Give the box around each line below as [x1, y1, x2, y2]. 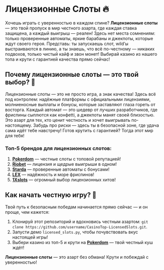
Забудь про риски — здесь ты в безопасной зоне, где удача [33, 122, 159, 128]
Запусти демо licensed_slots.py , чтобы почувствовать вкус [12, 229, 139, 235]
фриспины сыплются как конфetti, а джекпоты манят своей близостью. [5, 112, 155, 118]
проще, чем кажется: [5, 209, 50, 215]
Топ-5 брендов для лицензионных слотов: [5, 145, 112, 152]
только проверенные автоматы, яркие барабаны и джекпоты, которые [5, 35, 153, 41]
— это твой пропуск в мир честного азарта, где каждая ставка [5, 25, 137, 31]
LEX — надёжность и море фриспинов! [12, 172, 94, 178]
